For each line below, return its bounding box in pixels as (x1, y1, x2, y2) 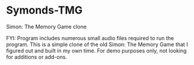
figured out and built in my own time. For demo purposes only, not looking (6, 47, 187, 54)
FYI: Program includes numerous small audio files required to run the (6, 34, 174, 41)
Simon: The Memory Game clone (6, 23, 87, 30)
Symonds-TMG (6, 4, 83, 17)
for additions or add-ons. (6, 53, 67, 60)
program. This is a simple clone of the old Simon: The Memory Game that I (6, 41, 188, 48)
